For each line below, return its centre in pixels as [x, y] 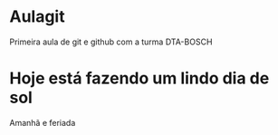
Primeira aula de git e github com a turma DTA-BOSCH [111, 42]
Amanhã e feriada [43, 122]
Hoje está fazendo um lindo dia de [139, 78]
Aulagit [37, 17]
